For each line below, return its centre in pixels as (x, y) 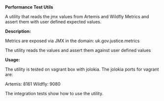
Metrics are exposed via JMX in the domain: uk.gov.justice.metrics (72, 41)
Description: (18, 31)
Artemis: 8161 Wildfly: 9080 (33, 84)
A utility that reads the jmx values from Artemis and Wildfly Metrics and (77, 16)
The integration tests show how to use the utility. (54, 93)
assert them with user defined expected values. (53, 22)
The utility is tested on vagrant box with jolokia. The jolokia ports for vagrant (82, 69)
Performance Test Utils (29, 7)
